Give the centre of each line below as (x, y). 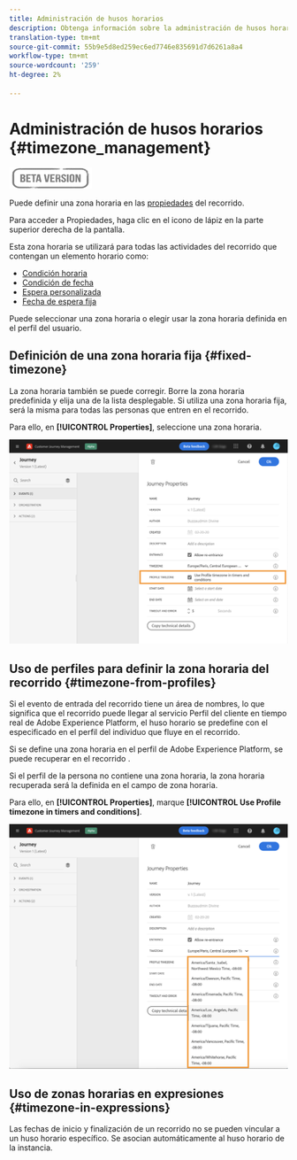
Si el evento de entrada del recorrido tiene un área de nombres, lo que (137, 703)
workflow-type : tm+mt (49, 56)
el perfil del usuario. (46, 328)
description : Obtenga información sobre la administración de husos (138, 28)
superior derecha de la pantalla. (67, 229)
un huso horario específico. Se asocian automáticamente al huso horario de (147, 1139)
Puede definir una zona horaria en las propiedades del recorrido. (127, 203)
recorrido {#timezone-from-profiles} (113, 682)
